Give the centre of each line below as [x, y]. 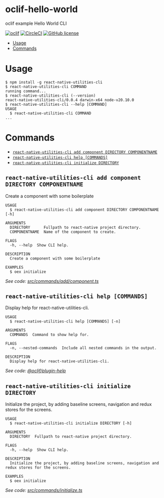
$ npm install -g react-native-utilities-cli [54, 82]
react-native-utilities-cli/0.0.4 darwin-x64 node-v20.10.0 [70, 100]
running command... [26, 91]
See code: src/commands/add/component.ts [52, 281]
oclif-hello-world [42, 9]
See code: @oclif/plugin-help [36, 371]
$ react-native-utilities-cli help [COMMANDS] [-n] [65, 322]
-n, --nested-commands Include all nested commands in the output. [83, 348]
